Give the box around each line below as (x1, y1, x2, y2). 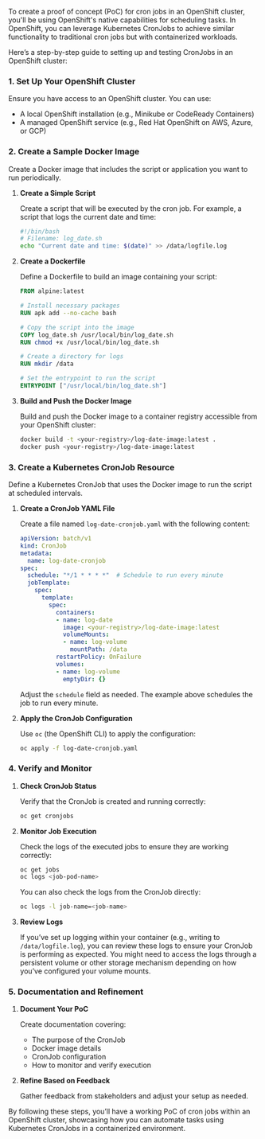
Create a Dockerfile (19, 256, 86, 266)
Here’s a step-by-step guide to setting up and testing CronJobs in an (8, 48, 233, 57)
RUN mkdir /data (19, 360, 74, 369)
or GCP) (19, 127, 47, 136)
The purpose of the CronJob (31, 1035, 126, 1045)
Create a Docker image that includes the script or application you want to (8, 164, 248, 174)
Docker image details (31, 1043, 102, 1053)
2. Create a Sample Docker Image (8, 146, 140, 158)
